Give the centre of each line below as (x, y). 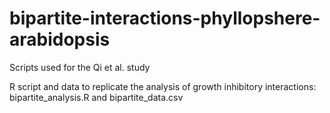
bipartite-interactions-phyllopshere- (165, 18)
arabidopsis (60, 39)
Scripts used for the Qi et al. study (80, 67)
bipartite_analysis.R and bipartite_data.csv (96, 97)
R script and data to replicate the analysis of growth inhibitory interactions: (163, 86)
